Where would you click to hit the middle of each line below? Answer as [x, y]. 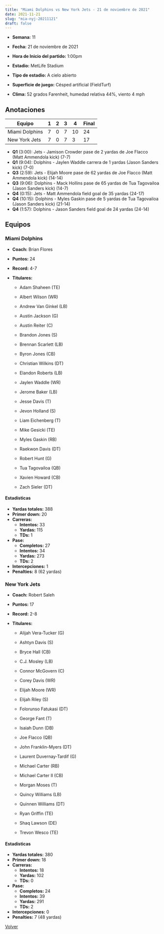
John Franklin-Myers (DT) [46, 747]
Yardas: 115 [31, 530]
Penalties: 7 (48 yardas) [37, 917]
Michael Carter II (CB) [41, 776]
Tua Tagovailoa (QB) [40, 468]
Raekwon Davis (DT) [40, 449]
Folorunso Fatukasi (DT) [44, 709]
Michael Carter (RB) [39, 766]
